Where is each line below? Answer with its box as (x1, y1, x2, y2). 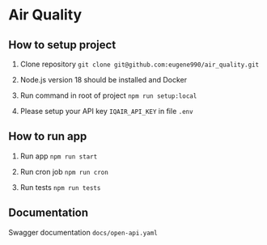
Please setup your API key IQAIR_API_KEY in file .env (19, 107, 193, 116)
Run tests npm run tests (19, 182, 101, 192)
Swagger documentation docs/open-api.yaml (8, 227, 158, 237)
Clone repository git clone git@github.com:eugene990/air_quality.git (19, 59, 260, 69)
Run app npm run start (19, 151, 98, 161)
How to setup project (8, 38, 117, 52)
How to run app (8, 129, 87, 143)
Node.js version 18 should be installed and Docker (19, 75, 188, 84)
